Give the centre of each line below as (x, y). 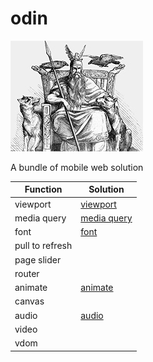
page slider (38, 259)
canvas (29, 301)
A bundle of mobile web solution (77, 167)
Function (43, 189)
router (27, 273)
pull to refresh (43, 246)
